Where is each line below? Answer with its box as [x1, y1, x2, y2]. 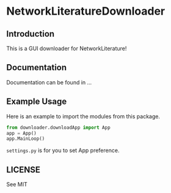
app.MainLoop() [6, 136, 45, 142]
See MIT [6, 181, 27, 188]
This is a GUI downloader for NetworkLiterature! [6, 45, 127, 52]
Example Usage [6, 96, 67, 107]
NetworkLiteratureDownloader [6, 4, 166, 18]
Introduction [6, 29, 55, 39]
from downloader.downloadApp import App [6, 124, 111, 131]
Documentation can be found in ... [6, 78, 92, 86]
